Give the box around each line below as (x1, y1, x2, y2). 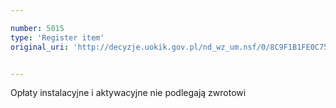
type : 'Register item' (10, 32, 105, 43)
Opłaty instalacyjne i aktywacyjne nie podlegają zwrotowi (10, 87, 247, 99)
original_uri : (10, 42, 70, 52)
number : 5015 (10, 23, 65, 33)
